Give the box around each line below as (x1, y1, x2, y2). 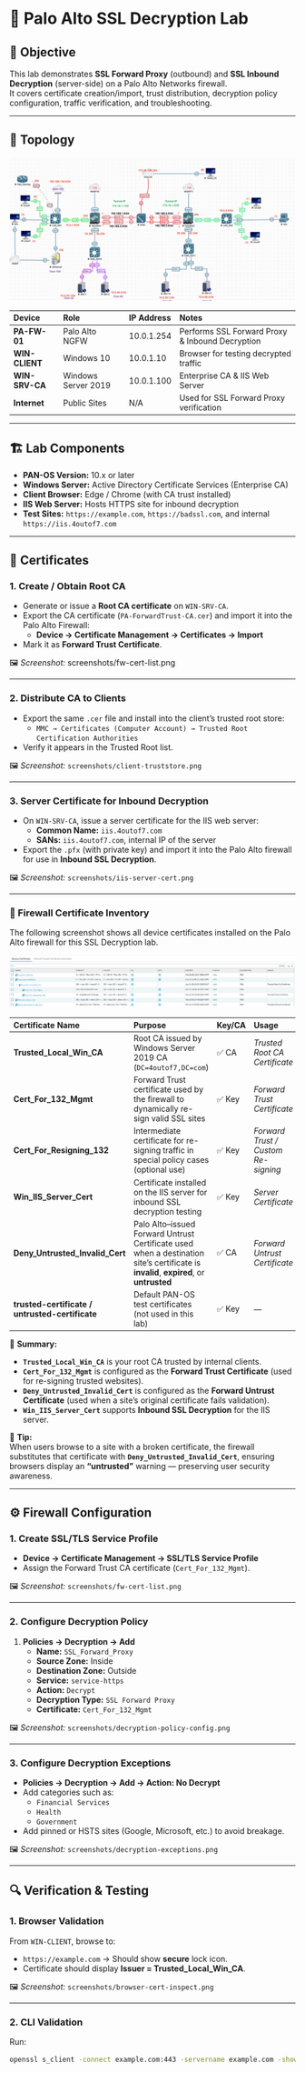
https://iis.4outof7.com (22, 519, 117, 528)
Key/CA (216, 1019, 247, 1030)
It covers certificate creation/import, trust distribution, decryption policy (9, 88, 279, 98)
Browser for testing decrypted (179, 347, 292, 358)
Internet (13, 397, 44, 408)
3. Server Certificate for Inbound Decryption (9, 795, 209, 807)
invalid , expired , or (133, 1267, 205, 1277)
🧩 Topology (9, 132, 75, 148)
